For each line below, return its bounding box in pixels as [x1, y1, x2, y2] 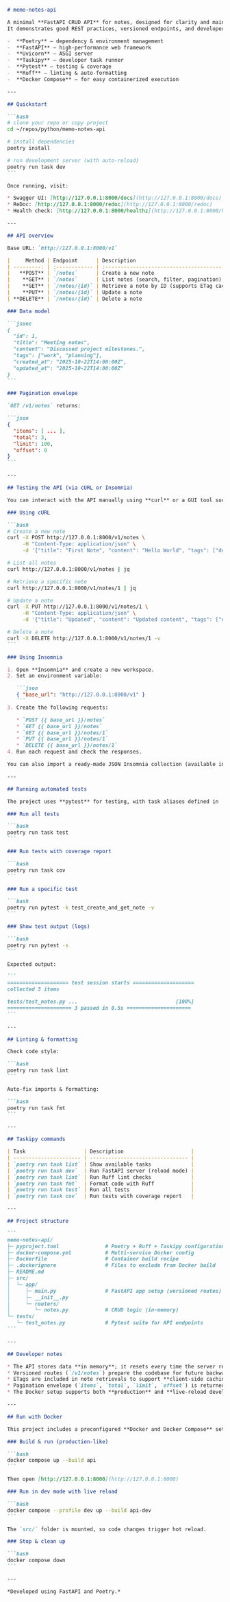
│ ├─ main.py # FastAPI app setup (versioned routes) [7, 1287, 222, 1294]
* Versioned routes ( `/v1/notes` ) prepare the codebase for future [7, 1369, 204, 1377]
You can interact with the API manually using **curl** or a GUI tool [7, 497, 213, 504]
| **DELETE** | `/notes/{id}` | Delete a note [7, 295, 142, 302]
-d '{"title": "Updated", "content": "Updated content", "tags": [22, 616, 213, 623]
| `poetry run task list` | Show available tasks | [7, 1161, 194, 1168]
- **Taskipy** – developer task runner [7, 57, 125, 64]
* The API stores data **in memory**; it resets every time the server [7, 1363, 216, 1370]
